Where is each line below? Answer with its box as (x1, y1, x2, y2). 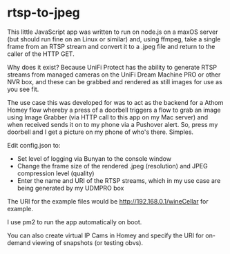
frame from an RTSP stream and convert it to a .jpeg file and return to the (7, 42, 215, 50)
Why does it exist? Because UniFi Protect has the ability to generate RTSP (7, 63, 218, 71)
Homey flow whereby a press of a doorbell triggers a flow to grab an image (7, 106, 221, 114)
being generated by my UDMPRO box (17, 184, 124, 192)
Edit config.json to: (7, 141, 61, 149)
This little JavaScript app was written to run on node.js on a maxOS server (7, 28, 219, 36)
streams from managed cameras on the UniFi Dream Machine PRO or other (7, 70, 221, 79)
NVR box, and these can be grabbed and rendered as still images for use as (7, 77, 222, 86)
